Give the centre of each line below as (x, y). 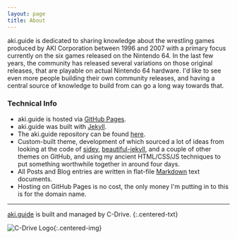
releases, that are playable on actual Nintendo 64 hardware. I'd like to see (114, 71)
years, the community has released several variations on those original (110, 63)
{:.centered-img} (78, 228)
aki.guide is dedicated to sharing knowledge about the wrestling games (111, 40)
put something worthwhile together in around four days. (98, 164)
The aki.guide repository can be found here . (81, 134)
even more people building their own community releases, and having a (111, 78)
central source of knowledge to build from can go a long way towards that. (116, 85)
